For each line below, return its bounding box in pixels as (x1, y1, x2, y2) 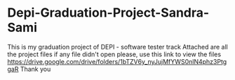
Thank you (20, 65, 51, 73)
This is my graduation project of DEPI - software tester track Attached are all (7, 42, 228, 51)
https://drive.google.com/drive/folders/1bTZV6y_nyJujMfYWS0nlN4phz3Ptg (7, 57, 227, 65)
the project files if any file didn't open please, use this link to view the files (7, 50, 222, 58)
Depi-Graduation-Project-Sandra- (7, 5, 210, 21)
